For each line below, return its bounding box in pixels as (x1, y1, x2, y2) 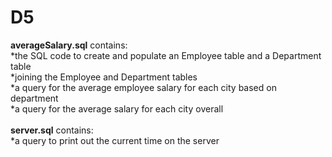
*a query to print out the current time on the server (10, 134, 220, 146)
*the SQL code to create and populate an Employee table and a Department (10, 49, 322, 61)
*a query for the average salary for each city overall (10, 102, 224, 115)
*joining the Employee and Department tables (10, 71, 198, 83)
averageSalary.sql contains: (10, 39, 128, 51)
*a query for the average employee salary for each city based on (10, 81, 277, 93)
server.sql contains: (10, 124, 94, 136)
